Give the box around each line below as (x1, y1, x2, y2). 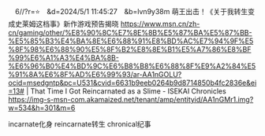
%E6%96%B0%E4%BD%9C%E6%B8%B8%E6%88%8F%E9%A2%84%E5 (8, 61, 256, 71)
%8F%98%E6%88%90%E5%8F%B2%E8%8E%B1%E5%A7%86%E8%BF (8, 45, 252, 53)
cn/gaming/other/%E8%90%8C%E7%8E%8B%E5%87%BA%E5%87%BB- (8, 28, 252, 37)
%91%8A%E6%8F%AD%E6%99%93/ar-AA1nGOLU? (8, 70, 182, 79)
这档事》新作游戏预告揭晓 (35, 19, 119, 28)
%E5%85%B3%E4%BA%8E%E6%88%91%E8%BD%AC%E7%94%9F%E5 (8, 36, 254, 46)
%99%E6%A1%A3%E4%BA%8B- (8, 53, 120, 62)
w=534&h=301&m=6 (8, 103, 76, 112)
